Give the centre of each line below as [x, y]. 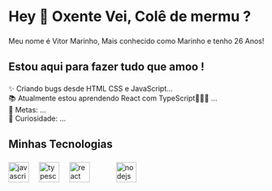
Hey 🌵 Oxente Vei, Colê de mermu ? [130, 17]
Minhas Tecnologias [61, 144]
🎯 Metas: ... [27, 110]
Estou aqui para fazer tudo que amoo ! [106, 67]
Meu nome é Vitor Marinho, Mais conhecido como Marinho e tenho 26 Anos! [136, 41]
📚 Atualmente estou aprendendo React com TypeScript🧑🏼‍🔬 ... [113, 98]
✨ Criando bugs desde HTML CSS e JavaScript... [91, 89]
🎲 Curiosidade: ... [37, 119]
